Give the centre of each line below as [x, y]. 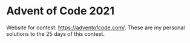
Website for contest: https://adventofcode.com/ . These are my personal [96, 27]
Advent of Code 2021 [61, 11]
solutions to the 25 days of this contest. [55, 33]
